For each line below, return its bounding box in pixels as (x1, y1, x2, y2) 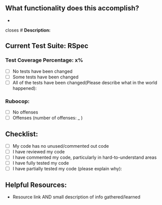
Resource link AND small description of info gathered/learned (12, 194, 140, 200)
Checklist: (5, 130, 38, 138)
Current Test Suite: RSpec (5, 42, 89, 50)
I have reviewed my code (12, 148, 65, 155)
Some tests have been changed (12, 74, 79, 80)
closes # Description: (5, 27, 51, 33)
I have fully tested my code (12, 160, 69, 166)
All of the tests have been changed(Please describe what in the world (12, 79, 157, 85)
